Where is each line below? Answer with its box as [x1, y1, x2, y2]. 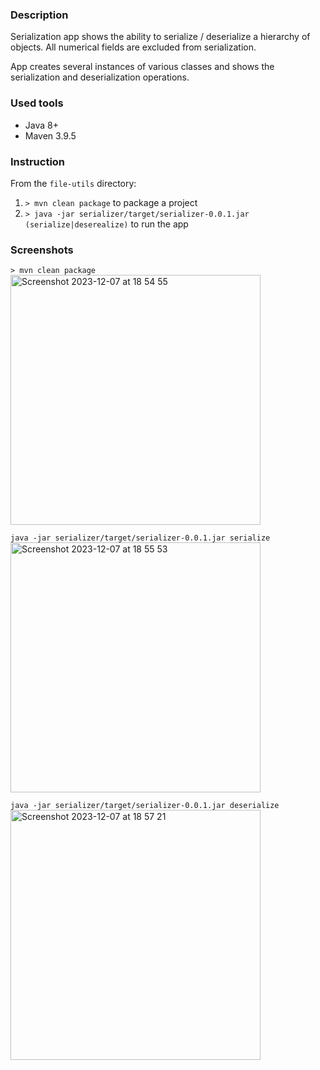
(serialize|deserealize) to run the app [24, 218, 189, 230]
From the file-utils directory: [10, 177, 137, 189]
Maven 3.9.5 [24, 129, 77, 142]
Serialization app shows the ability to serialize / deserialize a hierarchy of [10, 31, 311, 43]
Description [10, 8, 69, 22]
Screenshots [10, 243, 74, 257]
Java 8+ [24, 119, 59, 131]
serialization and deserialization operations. [10, 71, 190, 83]
